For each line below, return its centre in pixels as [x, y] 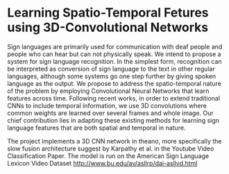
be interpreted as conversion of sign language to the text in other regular [111, 69]
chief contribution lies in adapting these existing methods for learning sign [113, 120]
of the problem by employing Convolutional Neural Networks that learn [108, 91]
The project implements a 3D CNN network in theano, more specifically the [114, 141]
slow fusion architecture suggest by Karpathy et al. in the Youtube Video [111, 148]
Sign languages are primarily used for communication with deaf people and [115, 46]
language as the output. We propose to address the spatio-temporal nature [114, 83]
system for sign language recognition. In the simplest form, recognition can [114, 61]
